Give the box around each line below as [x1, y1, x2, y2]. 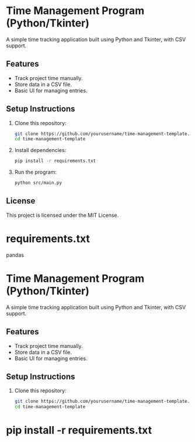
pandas [6, 251, 25, 258]
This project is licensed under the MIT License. [6, 212, 119, 219]
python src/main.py [14, 180, 62, 186]
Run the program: [14, 168, 57, 176]
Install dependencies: [14, 147, 67, 154]
